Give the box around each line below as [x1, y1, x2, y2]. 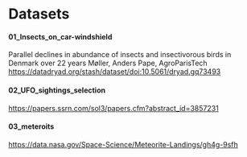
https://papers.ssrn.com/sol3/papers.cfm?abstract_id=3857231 [8, 103, 219, 113]
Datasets [8, 5, 70, 23]
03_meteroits [8, 122, 55, 131]
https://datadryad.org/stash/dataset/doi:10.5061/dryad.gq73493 [8, 67, 221, 76]
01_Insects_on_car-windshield [8, 31, 113, 41]
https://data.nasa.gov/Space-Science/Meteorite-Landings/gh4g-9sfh [8, 139, 239, 149]
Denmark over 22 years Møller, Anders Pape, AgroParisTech [8, 58, 208, 68]
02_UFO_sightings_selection [8, 85, 106, 95]
